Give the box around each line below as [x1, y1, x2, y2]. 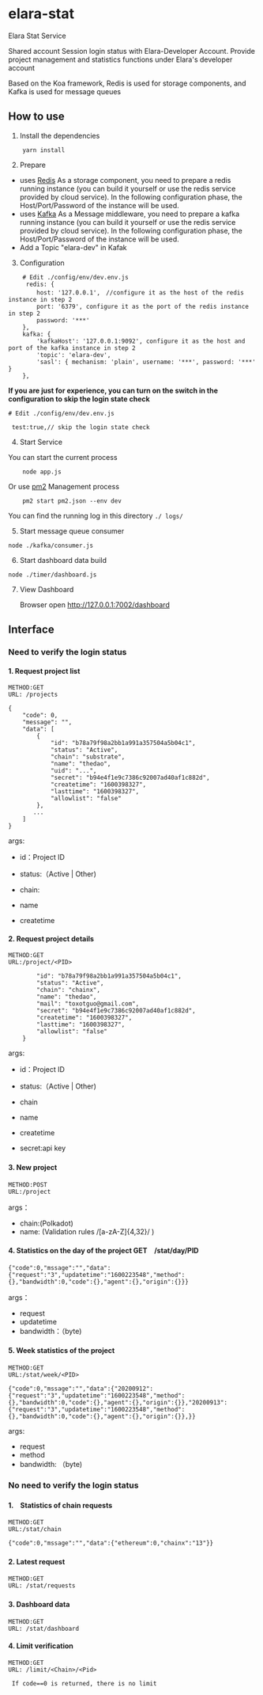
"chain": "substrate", [50, 753, 126, 761]
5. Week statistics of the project [8, 1346, 115, 1355]
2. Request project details [8, 933, 95, 943]
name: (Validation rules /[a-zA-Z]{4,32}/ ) [19, 1226, 155, 1236]
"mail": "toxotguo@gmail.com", [36, 1000, 140, 1008]
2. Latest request [8, 1556, 66, 1566]
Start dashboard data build [19, 555, 107, 564]
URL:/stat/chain [8, 1526, 62, 1533]
